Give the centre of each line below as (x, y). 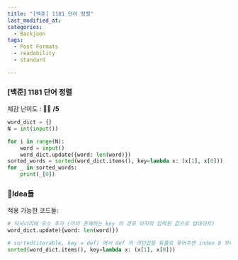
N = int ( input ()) (33, 129)
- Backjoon (30, 34)
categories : (25, 27)
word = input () (42, 148)
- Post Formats (36, 47)
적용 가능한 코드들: (33, 211)
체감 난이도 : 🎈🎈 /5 (33, 109)
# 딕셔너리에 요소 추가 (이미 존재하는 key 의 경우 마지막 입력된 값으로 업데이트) (111, 224)
